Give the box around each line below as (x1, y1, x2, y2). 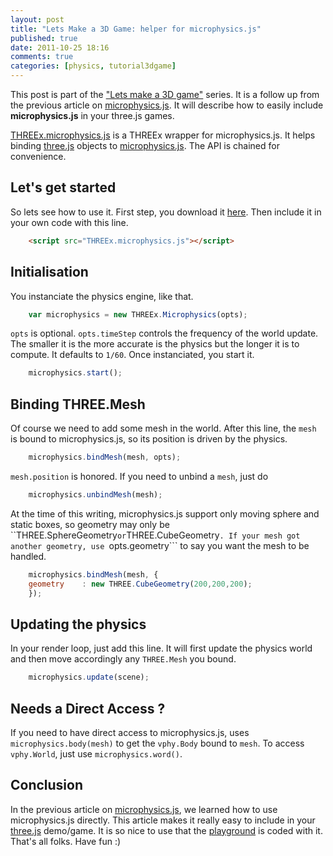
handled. (10, 550, 47, 562)
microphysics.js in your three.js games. (10, 110, 175, 121)
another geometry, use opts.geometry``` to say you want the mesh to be (10, 539, 310, 551)
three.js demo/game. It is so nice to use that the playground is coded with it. (10, 824, 323, 836)
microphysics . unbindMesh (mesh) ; (28, 489, 163, 500)
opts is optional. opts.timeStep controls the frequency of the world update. (10, 327, 319, 340)
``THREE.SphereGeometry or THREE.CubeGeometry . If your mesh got (10, 529, 301, 541)
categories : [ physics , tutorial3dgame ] (10, 61, 177, 71)
